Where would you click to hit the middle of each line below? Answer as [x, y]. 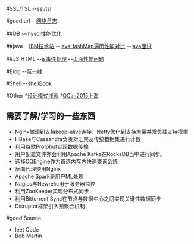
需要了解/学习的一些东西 [51, 116]
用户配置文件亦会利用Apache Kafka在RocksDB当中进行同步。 [90, 154]
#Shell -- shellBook [29, 83]
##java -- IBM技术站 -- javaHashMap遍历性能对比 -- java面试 [79, 46]
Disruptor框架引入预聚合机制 [50, 206]
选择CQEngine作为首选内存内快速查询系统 [66, 161]
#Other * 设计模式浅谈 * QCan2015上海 [53, 96]
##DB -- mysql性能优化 [34, 33]
